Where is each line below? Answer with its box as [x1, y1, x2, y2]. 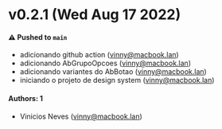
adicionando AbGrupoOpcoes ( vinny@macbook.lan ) [19, 58, 191, 68]
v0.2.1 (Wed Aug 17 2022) [8, 6, 181, 24]
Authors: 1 [8, 93, 44, 103]
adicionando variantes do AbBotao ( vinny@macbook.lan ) [19, 67, 207, 76]
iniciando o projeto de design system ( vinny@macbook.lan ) [19, 76, 215, 85]
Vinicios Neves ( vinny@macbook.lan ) [19, 111, 143, 121]
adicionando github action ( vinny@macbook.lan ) [19, 50, 179, 60]
